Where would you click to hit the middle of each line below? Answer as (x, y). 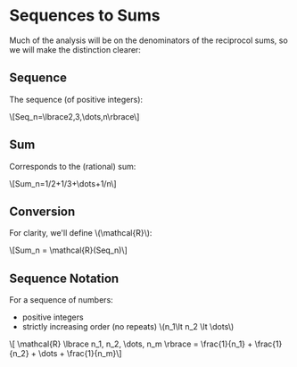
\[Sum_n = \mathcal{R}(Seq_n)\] (68, 250)
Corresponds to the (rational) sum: (73, 166)
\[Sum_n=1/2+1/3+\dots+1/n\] (63, 183)
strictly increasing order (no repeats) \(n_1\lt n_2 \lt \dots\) (128, 327)
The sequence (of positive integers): (76, 99)
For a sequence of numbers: (61, 300)
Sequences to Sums (85, 16)
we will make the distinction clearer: (75, 49)
